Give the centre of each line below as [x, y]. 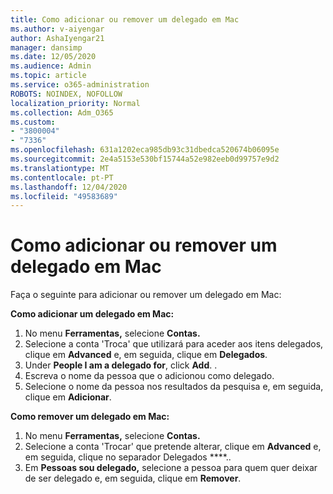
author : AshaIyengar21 [57, 38]
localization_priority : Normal [75, 103]
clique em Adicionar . [68, 397]
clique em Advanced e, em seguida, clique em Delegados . [146, 355]
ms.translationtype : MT [60, 168]
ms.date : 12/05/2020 [53, 57]
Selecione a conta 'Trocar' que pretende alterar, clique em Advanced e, [173, 447]
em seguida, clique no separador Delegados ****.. [128, 457]
